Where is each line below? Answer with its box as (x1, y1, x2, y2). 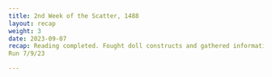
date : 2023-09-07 (8, 34, 67, 43)
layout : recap (8, 19, 57, 28)
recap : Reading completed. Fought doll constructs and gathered (8, 42, 230, 50)
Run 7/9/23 (8, 49, 45, 58)
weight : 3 (8, 27, 42, 35)
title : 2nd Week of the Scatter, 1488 (8, 11, 139, 20)
